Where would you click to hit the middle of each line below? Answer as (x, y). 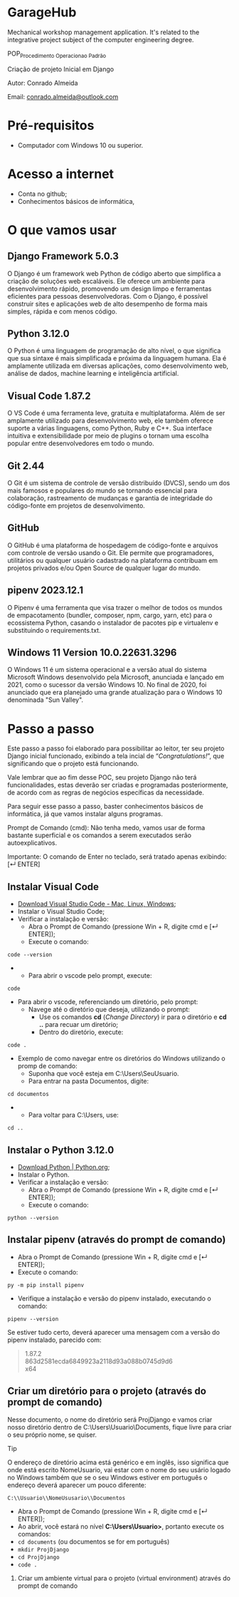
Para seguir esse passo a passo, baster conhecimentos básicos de (106, 807)
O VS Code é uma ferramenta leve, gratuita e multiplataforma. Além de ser (116, 413)
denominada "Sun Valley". (46, 700)
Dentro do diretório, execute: (81, 1032)
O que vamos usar (62, 230)
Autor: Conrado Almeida (43, 83)
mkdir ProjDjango (43, 1550)
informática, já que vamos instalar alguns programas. (85, 814)
